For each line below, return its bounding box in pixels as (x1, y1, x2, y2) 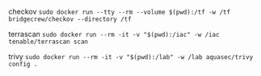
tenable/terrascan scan (8, 38, 89, 46)
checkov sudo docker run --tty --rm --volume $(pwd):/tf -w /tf (8, 7, 231, 16)
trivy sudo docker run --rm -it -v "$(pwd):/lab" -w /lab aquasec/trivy (8, 52, 254, 61)
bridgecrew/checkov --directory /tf (8, 15, 132, 23)
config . (8, 60, 38, 68)
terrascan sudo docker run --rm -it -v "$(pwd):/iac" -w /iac (8, 30, 220, 38)
